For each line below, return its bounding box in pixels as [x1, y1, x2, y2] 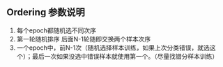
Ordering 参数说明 [6, 6, 85, 19]
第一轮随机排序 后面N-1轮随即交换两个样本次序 [16, 35, 151, 43]
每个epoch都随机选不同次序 [16, 26, 97, 35]
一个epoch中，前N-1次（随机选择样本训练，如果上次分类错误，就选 [16, 44, 210, 52]
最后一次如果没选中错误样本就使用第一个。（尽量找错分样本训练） [31, 52, 219, 60]
